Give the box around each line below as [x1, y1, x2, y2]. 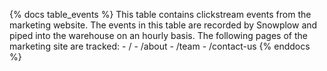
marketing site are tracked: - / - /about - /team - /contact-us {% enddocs [9, 40, 311, 52]
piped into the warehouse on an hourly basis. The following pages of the [9, 30, 308, 41]
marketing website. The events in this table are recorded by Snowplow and [9, 19, 318, 31]
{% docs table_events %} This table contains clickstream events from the [9, 9, 312, 20]
